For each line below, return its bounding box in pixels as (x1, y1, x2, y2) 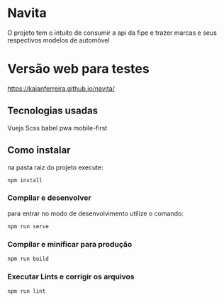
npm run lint (7, 288, 46, 295)
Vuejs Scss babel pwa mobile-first (7, 123, 108, 132)
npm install (7, 177, 43, 184)
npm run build (7, 255, 50, 263)
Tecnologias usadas (7, 105, 98, 117)
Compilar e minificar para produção (7, 239, 133, 249)
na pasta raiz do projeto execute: (7, 163, 104, 172)
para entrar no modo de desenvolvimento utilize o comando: (7, 209, 184, 218)
